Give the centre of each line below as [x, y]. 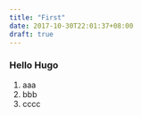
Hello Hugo [34, 65]
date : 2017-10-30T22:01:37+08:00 [71, 26]
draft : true [31, 34]
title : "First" [38, 17]
